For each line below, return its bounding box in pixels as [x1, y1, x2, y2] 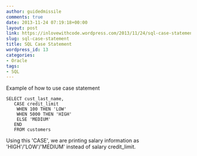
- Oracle [6, 57, 28, 63]
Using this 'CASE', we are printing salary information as [6, 137, 140, 144]
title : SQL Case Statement [6, 42, 72, 48]
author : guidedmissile [6, 8, 62, 15]
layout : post [6, 25, 38, 31]
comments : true [6, 14, 43, 20]
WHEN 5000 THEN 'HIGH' [16, 111, 72, 117]
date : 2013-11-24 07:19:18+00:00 [6, 19, 88, 25]
